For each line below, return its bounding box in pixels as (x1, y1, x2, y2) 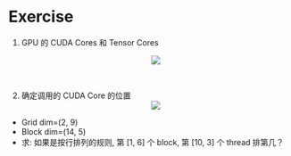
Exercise (8, 7, 74, 27)
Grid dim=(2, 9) (21, 117, 79, 127)
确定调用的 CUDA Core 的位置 (21, 90, 131, 101)
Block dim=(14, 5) (21, 126, 87, 136)
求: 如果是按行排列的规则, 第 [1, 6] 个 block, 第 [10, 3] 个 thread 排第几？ (21, 136, 285, 147)
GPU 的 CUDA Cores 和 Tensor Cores (21, 37, 160, 47)
